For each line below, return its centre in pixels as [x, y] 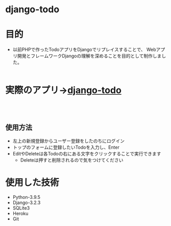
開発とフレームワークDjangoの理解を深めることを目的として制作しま [89, 56]
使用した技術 [32, 183]
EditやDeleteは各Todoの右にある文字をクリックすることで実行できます [87, 153]
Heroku [20, 213]
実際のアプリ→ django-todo [63, 90]
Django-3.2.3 [27, 202]
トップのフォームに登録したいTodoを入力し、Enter [66, 147]
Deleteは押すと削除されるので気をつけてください [72, 160]
